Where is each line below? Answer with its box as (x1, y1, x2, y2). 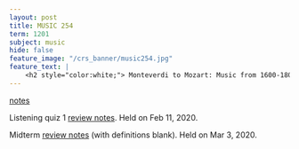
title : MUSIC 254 (9, 21, 74, 30)
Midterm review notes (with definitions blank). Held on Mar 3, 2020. (9, 129, 258, 140)
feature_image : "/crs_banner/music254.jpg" (9, 54, 174, 63)
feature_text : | (9, 63, 69, 72)
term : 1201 (9, 29, 50, 38)
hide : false (9, 46, 53, 55)
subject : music (9, 37, 66, 47)
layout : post (9, 12, 58, 22)
